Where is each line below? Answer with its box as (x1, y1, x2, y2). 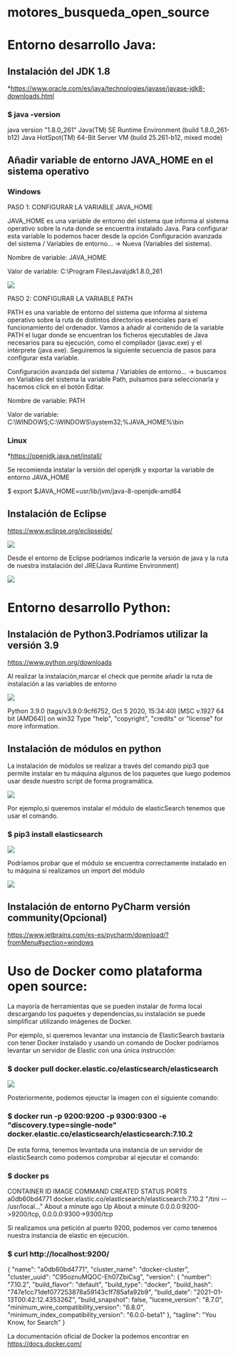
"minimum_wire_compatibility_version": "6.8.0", (7, 1303, 145, 1311)
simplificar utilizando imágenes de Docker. (7, 1017, 133, 1026)
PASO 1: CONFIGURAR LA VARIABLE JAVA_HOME (7, 203, 153, 211)
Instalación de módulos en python (7, 743, 162, 755)
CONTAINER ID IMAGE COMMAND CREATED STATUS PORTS (7, 1187, 187, 1196)
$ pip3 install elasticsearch (7, 829, 103, 839)
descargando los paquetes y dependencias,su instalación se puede (7, 1010, 206, 1018)
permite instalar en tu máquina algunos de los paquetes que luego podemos (7, 769, 231, 778)
